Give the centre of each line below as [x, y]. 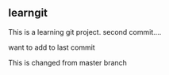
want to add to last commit [52, 47]
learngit [28, 13]
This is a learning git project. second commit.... [85, 32]
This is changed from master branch [67, 62]
